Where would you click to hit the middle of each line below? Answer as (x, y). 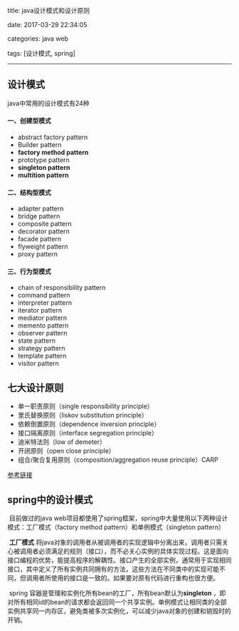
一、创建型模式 (29, 121)
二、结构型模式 (29, 192)
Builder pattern (39, 145)
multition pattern (43, 175)
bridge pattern (39, 216)
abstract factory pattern (53, 137)
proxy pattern (38, 254)
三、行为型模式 (29, 271)
